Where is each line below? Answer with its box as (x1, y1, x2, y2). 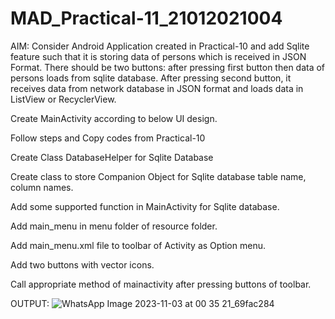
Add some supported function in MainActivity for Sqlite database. (10, 200, 280, 212)
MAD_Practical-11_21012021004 (10, 7, 283, 30)
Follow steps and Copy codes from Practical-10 (10, 132, 206, 144)
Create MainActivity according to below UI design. (10, 112, 218, 124)
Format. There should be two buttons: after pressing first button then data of (10, 61, 326, 73)
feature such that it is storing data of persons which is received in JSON (10, 50, 307, 62)
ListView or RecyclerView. (10, 93, 117, 105)
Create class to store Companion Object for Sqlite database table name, (10, 170, 307, 182)
